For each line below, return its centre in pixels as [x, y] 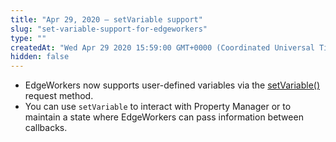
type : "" [28, 38]
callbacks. [46, 128]
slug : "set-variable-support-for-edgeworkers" [109, 29]
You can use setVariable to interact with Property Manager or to [158, 107]
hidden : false [40, 57]
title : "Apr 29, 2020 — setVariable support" [106, 19]
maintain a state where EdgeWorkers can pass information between [164, 117]
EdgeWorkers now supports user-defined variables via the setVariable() [172, 85]
